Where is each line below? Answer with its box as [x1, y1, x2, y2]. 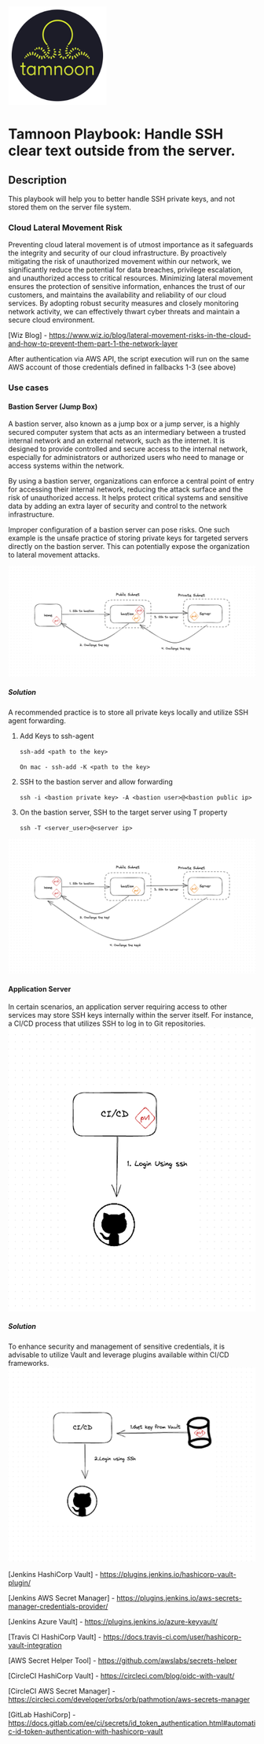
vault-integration [8, 1640, 62, 1649]
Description [8, 173, 67, 187]
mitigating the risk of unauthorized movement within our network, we [8, 257, 232, 266]
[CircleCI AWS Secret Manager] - [8, 1686, 115, 1695]
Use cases [8, 382, 49, 393]
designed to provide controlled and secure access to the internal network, [8, 444, 247, 454]
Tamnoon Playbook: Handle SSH [8, 125, 224, 143]
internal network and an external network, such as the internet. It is [8, 436, 225, 446]
